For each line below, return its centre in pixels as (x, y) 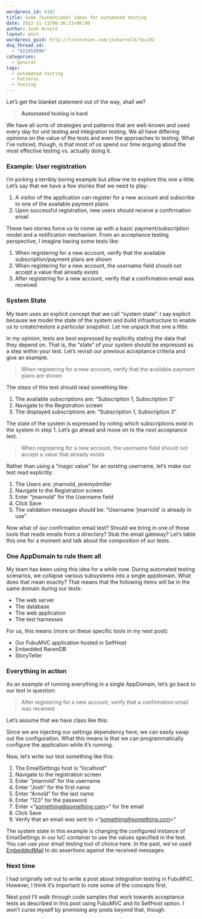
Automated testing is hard (54, 113)
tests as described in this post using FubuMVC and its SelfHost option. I (95, 903)
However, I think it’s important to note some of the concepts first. (87, 885)
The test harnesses (39, 619)
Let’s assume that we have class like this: (57, 720)
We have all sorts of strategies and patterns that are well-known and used (98, 125)
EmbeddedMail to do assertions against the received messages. (86, 850)
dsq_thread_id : (25, 46)
